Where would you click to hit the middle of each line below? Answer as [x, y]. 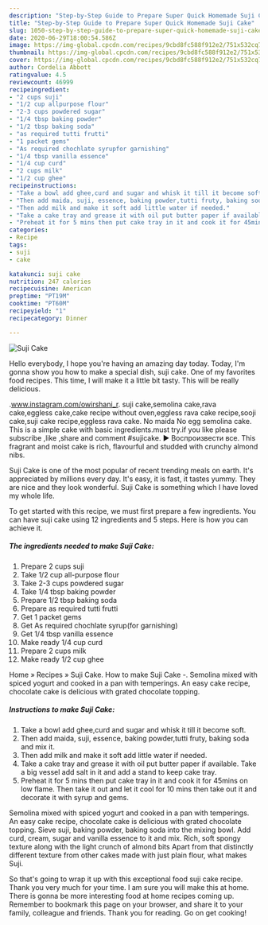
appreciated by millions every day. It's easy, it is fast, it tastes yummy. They [132, 479]
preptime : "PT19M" [39, 296]
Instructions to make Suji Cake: [62, 709]
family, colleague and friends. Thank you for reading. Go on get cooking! [128, 912]
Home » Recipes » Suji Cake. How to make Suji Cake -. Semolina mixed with [133, 674]
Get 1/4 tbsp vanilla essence [67, 634]
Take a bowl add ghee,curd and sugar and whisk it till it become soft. [133, 729]
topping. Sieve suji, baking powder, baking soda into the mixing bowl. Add [130, 830]
